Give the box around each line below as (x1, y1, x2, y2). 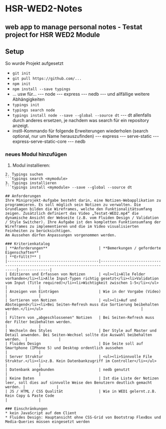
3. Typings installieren (5, 181, 57, 185)
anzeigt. (12, 123, 29, 129)
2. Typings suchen (5, 172, 43, 177)
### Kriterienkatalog (5, 241, 50, 246)
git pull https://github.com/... (12, 76, 82, 81)
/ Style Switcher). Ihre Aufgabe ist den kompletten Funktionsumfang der (5, 219, 162, 225)
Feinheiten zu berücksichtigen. (5, 228, 72, 233)
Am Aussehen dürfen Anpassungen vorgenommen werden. (5, 233, 117, 238)
